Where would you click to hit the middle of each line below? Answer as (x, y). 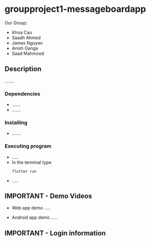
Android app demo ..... (35, 218)
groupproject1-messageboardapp (75, 9)
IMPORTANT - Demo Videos (48, 196)
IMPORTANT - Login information (55, 233)
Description (23, 69)
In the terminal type (32, 162)
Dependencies (22, 94)
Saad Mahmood (28, 53)
